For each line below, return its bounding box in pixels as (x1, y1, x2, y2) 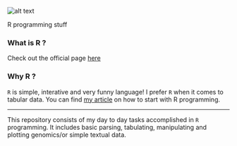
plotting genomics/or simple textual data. (7, 130, 127, 139)
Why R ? (7, 71, 37, 81)
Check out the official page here (7, 54, 101, 63)
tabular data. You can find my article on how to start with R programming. (7, 95, 221, 104)
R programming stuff (7, 20, 68, 28)
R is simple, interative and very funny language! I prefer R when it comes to (7, 87, 224, 96)
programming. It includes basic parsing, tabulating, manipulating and (7, 123, 207, 131)
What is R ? (7, 37, 47, 47)
